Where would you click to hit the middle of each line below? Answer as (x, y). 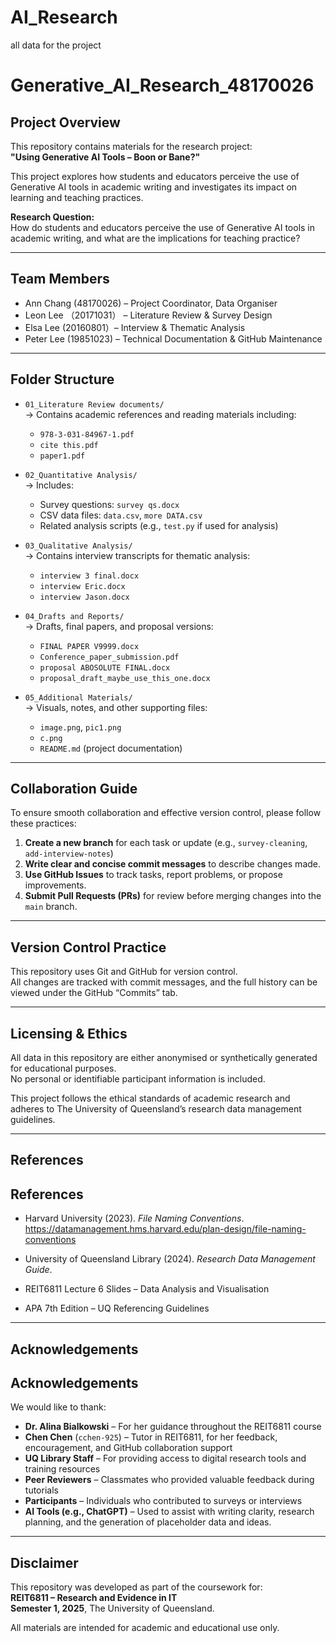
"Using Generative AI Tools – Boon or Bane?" (105, 157)
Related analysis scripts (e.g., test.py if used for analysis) (159, 525)
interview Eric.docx (82, 586)
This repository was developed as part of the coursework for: (136, 1587)
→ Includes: (49, 485)
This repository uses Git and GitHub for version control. (124, 972)
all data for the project (56, 45)
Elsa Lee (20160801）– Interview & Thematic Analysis (135, 327)
